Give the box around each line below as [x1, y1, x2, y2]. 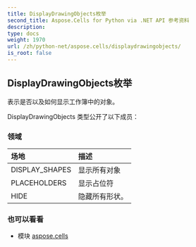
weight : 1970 [7, 37, 46, 44]
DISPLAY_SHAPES [11, 165, 72, 175]
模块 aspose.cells [17, 232, 68, 240]
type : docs [7, 30, 39, 37]
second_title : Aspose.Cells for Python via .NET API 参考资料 [7, 17, 190, 24]
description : [7, 23, 46, 30]
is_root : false [7, 50, 52, 57]
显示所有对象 [78, 165, 121, 175]
